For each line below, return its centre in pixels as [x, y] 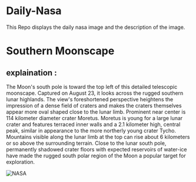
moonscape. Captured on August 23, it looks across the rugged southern [95, 93]
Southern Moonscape [60, 51]
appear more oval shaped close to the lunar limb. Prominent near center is [96, 112]
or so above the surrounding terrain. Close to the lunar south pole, [86, 143]
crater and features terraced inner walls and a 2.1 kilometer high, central [93, 124]
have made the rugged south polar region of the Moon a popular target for [96, 155]
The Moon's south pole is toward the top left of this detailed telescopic [92, 87]
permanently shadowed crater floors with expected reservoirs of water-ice [97, 149]
